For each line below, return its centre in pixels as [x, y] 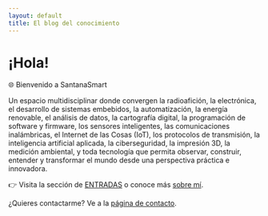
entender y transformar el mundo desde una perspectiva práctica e [119, 160]
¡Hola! [29, 63]
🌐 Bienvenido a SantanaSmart [58, 85]
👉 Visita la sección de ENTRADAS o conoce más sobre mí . [106, 185]
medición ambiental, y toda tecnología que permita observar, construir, [125, 152]
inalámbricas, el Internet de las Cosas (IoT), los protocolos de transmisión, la [134, 135]
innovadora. [28, 169]
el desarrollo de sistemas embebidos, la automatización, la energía [118, 110]
